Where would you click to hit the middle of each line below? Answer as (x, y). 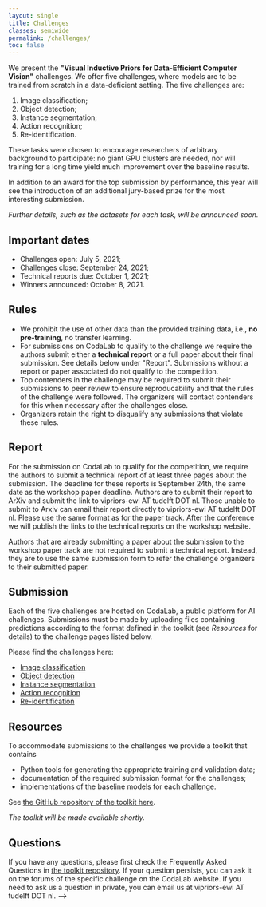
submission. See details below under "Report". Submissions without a (134, 362)
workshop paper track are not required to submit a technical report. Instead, (133, 550)
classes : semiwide (39, 30)
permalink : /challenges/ (49, 38)
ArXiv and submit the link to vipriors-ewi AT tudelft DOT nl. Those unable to (132, 501)
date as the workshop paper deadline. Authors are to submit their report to (131, 492)
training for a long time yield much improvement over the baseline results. (129, 167)
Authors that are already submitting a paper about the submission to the (126, 541)
